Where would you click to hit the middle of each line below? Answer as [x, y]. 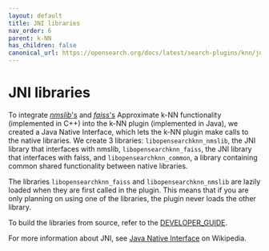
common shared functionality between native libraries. [98, 166]
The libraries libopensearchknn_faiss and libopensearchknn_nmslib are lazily [134, 181]
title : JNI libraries [44, 23]
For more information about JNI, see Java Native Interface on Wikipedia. [127, 238]
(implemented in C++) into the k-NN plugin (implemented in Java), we [123, 123]
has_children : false [43, 46]
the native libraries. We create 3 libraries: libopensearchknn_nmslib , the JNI [132, 140]
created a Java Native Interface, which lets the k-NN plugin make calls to [128, 132]
